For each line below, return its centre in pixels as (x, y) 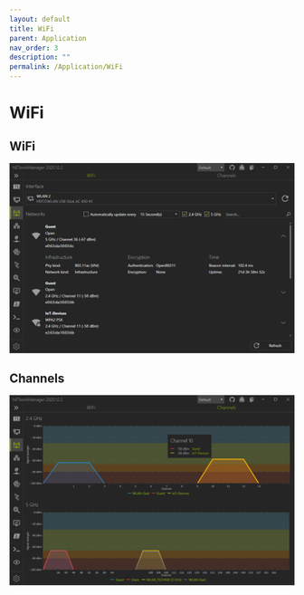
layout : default (40, 19)
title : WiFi (32, 29)
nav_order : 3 (34, 48)
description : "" (40, 58)
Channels (37, 379)
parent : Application (48, 38)
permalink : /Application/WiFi (66, 67)
